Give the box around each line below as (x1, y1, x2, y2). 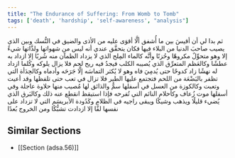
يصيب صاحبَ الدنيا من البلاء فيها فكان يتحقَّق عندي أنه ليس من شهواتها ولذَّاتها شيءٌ (7, 44, 225, 52)
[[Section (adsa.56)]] (17, 143, 80, 152)
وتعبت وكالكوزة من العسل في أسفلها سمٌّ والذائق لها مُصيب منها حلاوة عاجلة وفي (7, 81, 220, 90)
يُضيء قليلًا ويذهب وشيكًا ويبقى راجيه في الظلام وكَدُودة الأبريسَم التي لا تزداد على (7, 96, 220, 105)
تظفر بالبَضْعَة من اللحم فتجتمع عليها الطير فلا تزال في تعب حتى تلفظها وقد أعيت (7, 74, 218, 82)
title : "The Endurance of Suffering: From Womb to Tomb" (7, 10, 180, 18)
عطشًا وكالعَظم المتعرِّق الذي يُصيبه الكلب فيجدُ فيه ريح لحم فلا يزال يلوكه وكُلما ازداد (7, 59, 228, 67)
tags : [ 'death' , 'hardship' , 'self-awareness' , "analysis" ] (7, 17, 190, 24)
